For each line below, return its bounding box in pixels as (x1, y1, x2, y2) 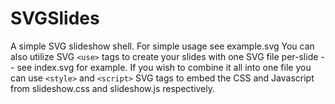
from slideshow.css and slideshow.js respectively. (10, 82, 216, 94)
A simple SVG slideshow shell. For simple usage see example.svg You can (10, 40, 315, 52)
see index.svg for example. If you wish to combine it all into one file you (16, 61, 312, 73)
